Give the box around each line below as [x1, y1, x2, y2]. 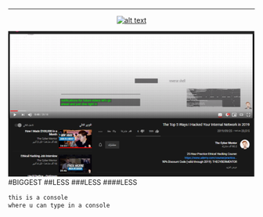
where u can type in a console [8, 201, 110, 209]
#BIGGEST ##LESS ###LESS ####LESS [8, 177, 138, 186]
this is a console [8, 193, 68, 201]
